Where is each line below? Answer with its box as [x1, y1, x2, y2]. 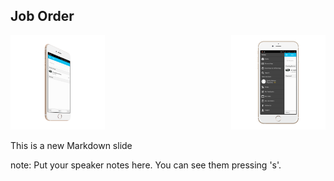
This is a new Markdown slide [10, 140, 133, 151]
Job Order [10, 8, 75, 25]
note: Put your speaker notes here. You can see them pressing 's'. [10, 159, 282, 171]
